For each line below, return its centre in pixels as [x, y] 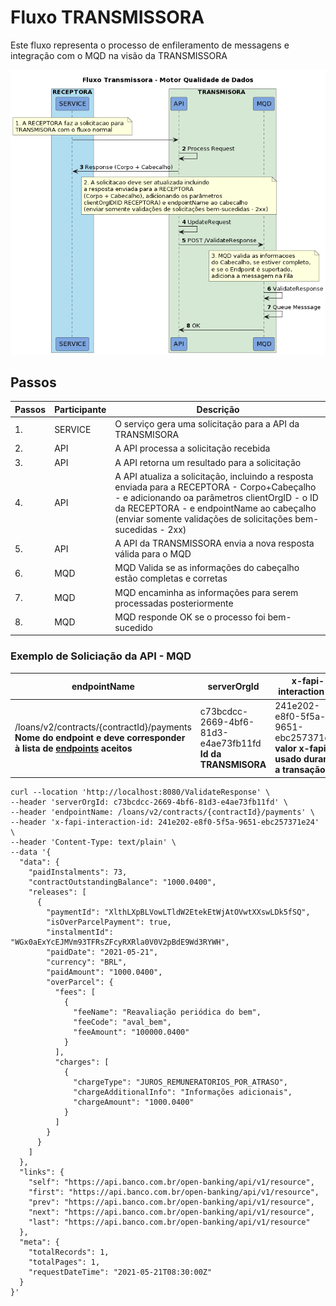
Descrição [218, 409]
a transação [300, 770]
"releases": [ [57, 892]
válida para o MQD [153, 554]
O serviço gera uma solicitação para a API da [207, 424]
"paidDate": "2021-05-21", [102, 952]
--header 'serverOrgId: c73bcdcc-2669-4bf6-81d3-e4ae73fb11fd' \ [149, 802]
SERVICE [73, 429]
